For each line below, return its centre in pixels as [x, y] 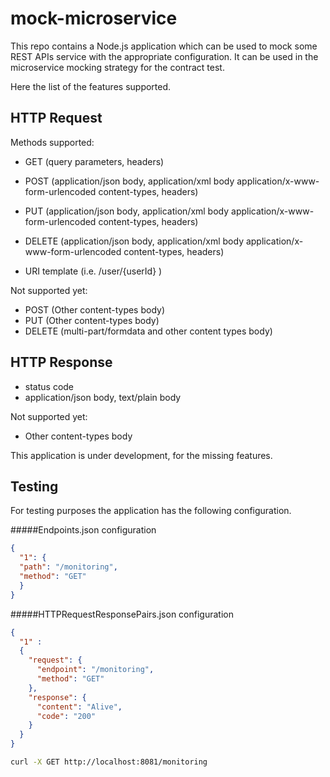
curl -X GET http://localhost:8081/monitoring [109, 762]
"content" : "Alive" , [79, 707]
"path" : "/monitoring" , [68, 567]
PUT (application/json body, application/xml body [127, 211]
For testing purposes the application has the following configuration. [151, 511]
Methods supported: [52, 142]
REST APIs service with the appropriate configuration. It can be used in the [164, 56]
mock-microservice [94, 18]
